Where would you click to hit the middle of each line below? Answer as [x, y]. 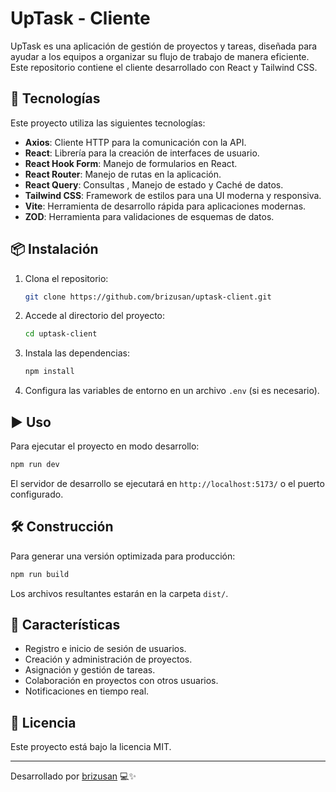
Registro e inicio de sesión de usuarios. [105, 649]
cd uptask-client [61, 334]
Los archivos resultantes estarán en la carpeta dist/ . [119, 593]
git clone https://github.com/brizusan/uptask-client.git [148, 297]
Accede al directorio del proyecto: [95, 316]
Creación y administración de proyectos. [108, 659]
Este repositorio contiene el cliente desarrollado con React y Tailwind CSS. [164, 67]
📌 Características [65, 624]
